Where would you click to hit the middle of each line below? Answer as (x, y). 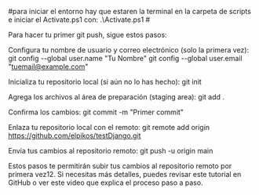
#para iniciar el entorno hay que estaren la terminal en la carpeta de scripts (129, 11)
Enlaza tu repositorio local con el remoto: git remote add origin (109, 127)
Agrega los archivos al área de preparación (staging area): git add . (117, 97)
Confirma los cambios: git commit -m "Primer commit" (96, 112)
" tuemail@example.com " (48, 67)
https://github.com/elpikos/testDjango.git (75, 135)
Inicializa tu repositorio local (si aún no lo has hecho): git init (105, 82)
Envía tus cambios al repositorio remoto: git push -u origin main (111, 151)
